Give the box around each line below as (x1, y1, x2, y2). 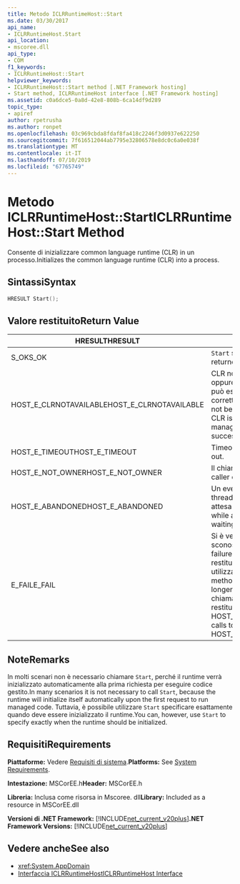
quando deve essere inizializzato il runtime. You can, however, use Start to (7, 710, 226, 718)
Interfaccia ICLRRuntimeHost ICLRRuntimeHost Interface (17, 869, 184, 878)
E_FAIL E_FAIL (11, 580, 56, 590)
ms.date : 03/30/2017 (7, 17, 69, 24)
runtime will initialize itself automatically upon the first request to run (7, 695, 209, 703)
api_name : (7, 24, 37, 31)
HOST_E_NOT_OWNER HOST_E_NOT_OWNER (11, 468, 162, 478)
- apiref (7, 110, 34, 117)
